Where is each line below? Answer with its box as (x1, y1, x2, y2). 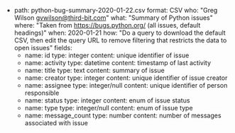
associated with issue (24, 119, 89, 127)
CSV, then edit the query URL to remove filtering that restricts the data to (13, 36, 227, 45)
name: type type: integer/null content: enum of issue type (24, 104, 193, 112)
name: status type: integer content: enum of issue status (24, 96, 190, 105)
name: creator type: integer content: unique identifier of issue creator (24, 74, 228, 82)
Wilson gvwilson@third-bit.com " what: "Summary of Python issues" (13, 13, 213, 22)
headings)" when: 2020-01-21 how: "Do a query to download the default (13, 28, 226, 37)
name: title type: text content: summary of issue (24, 66, 165, 74)
